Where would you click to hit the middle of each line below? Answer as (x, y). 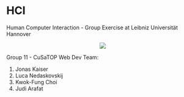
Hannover (19, 34)
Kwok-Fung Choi (36, 82)
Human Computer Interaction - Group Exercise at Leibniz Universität (92, 27)
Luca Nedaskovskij (39, 75)
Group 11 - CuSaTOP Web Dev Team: (53, 57)
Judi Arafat (29, 88)
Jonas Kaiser (32, 69)
